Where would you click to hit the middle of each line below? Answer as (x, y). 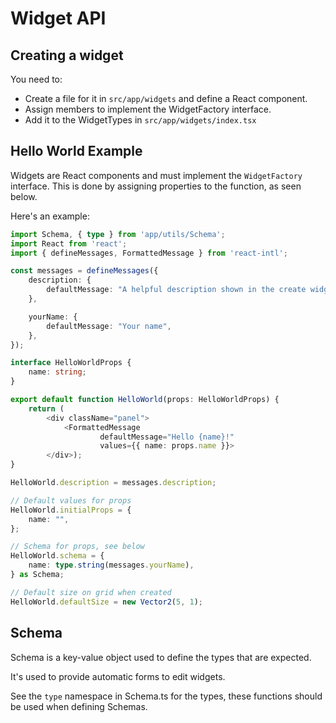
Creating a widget (67, 55)
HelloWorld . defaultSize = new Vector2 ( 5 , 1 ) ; (107, 602)
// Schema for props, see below (77, 547)
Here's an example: (50, 216)
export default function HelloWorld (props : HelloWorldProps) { (145, 400)
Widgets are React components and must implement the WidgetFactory (156, 175)
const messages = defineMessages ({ (84, 271)
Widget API (58, 18)
